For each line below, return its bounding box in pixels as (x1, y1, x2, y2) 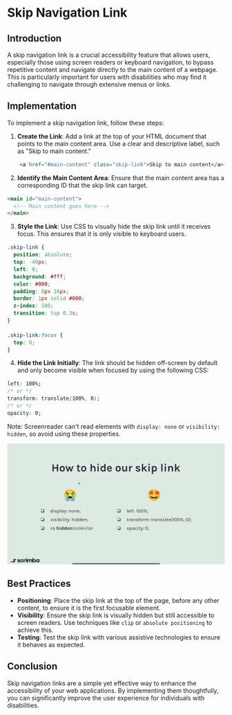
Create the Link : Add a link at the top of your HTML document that (17, 132, 207, 140)
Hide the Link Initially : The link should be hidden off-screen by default (17, 359, 218, 367)
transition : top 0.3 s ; (13, 310, 79, 317)
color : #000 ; (13, 281, 51, 288)
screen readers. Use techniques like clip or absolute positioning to (17, 618, 213, 626)
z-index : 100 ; (13, 303, 54, 310)
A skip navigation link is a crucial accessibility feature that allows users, (7, 51, 211, 59)
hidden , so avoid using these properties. (7, 430, 121, 438)
